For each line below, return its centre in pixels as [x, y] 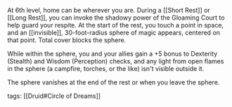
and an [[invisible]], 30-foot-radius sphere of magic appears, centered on [114, 32]
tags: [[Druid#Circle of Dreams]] [54, 96]
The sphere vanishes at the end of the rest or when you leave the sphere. [114, 82]
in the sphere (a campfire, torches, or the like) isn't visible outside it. [106, 69]
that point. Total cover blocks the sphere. [67, 40]
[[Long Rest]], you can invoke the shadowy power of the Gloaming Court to [116, 18]
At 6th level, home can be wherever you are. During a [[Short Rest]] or [109, 10]
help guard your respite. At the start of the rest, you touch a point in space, [115, 25]
